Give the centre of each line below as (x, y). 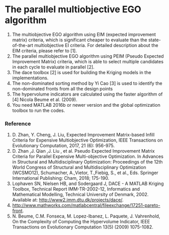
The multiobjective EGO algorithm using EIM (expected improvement (84, 34)
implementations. (30, 78)
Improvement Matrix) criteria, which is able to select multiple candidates (88, 61)
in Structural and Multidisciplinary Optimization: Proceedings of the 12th (87, 162)
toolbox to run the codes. (38, 110)
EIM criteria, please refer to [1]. (45, 51)
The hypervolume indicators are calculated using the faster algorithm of (87, 94)
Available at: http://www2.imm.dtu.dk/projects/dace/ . (68, 200)
